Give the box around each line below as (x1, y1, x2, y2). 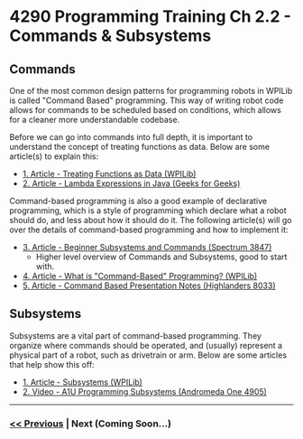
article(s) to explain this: (9, 151, 99, 162)
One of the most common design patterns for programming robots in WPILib (9, 86, 293, 96)
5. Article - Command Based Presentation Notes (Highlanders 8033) (22, 280, 276, 291)
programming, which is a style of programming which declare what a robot (9, 205, 287, 216)
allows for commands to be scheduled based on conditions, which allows (9, 105, 281, 115)
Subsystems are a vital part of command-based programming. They (9, 330, 262, 341)
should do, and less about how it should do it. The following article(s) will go (9, 215, 292, 225)
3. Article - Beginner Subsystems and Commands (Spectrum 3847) (22, 242, 272, 252)
